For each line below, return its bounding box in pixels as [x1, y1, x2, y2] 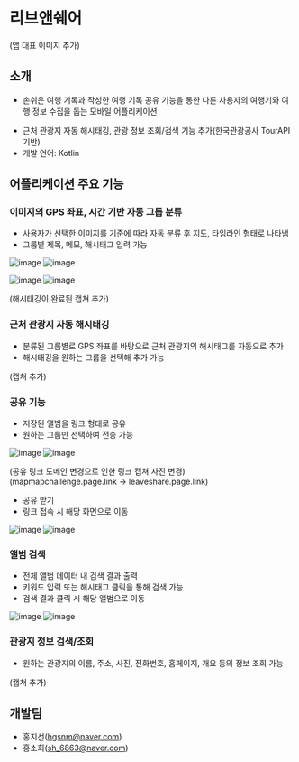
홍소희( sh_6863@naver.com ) [22, 742, 129, 754]
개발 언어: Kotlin [22, 147, 80, 158]
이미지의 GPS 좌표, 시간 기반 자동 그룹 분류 [9, 206, 183, 218]
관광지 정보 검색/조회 [9, 636, 95, 648]
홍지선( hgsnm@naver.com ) [22, 731, 122, 742]
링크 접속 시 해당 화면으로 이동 [22, 506, 129, 517]
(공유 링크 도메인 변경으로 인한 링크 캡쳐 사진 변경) [9, 466, 186, 477]
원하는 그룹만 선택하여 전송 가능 [22, 430, 133, 441]
